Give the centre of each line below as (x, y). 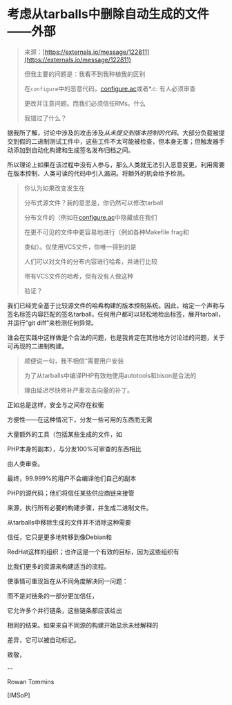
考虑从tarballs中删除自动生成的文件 (108, 14)
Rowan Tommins (31, 681)
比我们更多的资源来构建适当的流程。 (59, 566)
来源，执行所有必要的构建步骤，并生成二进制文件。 (80, 507)
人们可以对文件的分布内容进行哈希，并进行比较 (90, 261)
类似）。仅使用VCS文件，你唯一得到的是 (80, 247)
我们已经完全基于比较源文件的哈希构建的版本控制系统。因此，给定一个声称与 (116, 305)
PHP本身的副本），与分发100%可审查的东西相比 (74, 449)
